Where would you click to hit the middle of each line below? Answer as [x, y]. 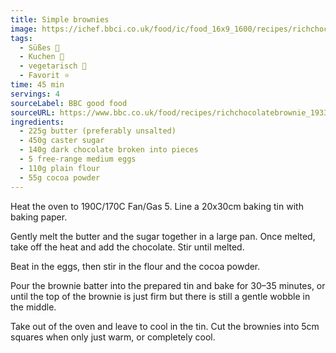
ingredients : [37, 122]
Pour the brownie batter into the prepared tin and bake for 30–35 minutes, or [168, 285]
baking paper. [39, 217]
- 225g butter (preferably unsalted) [98, 131]
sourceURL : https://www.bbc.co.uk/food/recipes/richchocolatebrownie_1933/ [171, 112]
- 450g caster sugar [62, 141]
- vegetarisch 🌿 [53, 66]
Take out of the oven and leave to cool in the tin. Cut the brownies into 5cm [165, 326]
